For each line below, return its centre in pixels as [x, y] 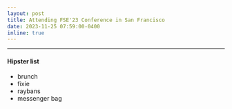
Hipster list [23, 61]
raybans [29, 91]
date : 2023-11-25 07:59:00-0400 [54, 26]
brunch [27, 77]
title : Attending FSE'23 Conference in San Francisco [86, 20]
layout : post [26, 13]
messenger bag [39, 99]
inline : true [26, 33]
